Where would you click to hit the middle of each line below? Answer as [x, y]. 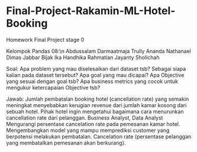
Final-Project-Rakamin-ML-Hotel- [91, 11]
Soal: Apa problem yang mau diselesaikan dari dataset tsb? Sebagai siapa [96, 68]
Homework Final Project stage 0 [45, 39]
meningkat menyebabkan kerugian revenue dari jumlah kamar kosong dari [96, 105]
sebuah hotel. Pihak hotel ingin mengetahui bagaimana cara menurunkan [95, 111]
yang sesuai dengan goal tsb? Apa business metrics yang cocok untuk [92, 81]
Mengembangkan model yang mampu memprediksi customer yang [88, 130]
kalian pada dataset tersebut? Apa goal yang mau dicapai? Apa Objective [95, 75]
